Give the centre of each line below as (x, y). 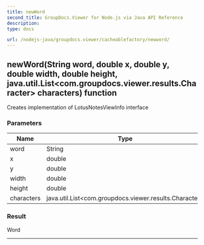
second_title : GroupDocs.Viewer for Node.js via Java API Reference (95, 18)
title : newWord (26, 12)
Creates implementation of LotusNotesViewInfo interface (78, 107)
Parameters (24, 123)
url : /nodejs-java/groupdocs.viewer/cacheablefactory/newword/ (88, 40)
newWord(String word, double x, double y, (88, 64)
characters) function (77, 92)
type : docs (21, 29)
